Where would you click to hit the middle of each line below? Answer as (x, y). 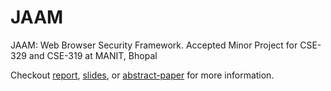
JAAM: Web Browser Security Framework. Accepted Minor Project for (154, 45)
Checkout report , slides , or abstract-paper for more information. (142, 75)
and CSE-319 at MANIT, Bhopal (93, 55)
